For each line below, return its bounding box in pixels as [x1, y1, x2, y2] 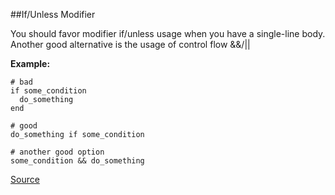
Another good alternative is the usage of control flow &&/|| [10, 39, 251, 50]
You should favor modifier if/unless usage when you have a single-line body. [10, 28, 326, 39]
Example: [10, 58, 51, 69]
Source [10, 174, 40, 185]
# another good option [10, 147, 105, 157]
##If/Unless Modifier [10, 9, 96, 20]
